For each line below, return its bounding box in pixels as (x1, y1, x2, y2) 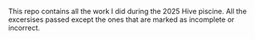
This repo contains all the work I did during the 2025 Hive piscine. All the (8, 7, 247, 16)
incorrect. (8, 23, 41, 32)
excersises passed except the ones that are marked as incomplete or (8, 15, 235, 24)
